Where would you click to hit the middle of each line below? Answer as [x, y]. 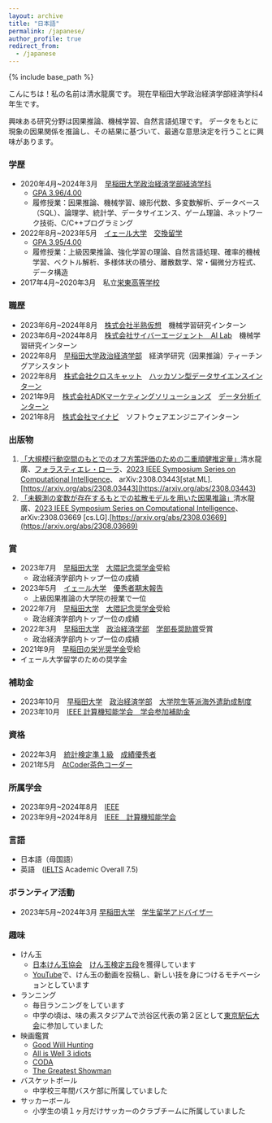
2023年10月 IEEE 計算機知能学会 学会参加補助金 [105, 712]
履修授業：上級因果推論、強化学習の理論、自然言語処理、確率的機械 [146, 252]
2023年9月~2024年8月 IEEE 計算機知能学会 [98, 817]
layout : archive [36, 16]
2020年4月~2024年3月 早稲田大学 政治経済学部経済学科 [116, 184]
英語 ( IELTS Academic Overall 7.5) [79, 870]
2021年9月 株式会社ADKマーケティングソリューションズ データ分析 [137, 396]
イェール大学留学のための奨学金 [73, 659]
